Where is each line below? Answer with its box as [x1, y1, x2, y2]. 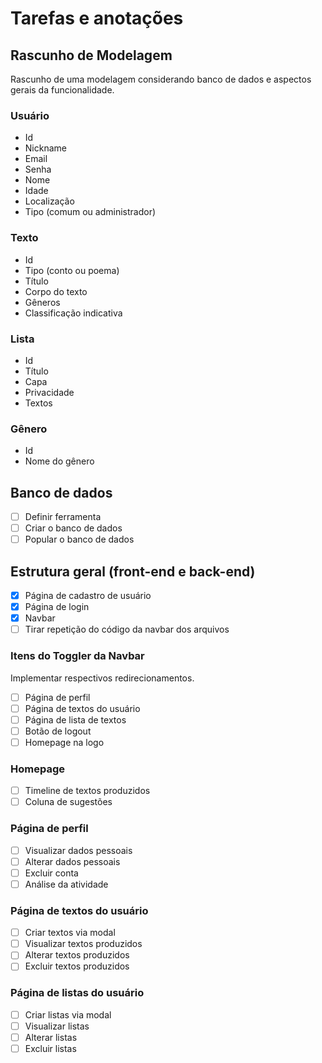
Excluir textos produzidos [24, 960, 130, 972]
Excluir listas [24, 1042, 77, 1054]
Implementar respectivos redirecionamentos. [10, 672, 195, 684]
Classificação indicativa [24, 307, 123, 319]
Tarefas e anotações [10, 7, 184, 30]
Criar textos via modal [24, 927, 116, 939]
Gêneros [24, 296, 61, 308]
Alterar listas [24, 1031, 78, 1043]
